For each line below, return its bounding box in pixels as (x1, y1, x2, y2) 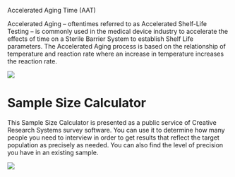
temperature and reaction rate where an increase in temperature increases (7, 49, 224, 58)
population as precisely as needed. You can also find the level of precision (7, 140, 224, 149)
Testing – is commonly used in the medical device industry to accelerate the (7, 28, 229, 35)
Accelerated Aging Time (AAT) (7, 6, 97, 14)
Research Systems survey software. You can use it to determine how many (7, 126, 225, 134)
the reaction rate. (7, 57, 58, 66)
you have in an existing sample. (7, 148, 99, 157)
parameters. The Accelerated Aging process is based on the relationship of (7, 42, 226, 50)
